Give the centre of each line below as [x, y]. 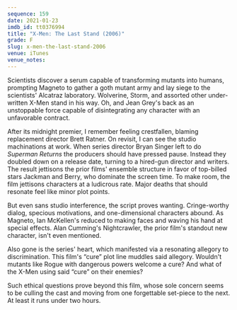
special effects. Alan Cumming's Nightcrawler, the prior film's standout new [117, 228]
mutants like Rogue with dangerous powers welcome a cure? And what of [115, 264]
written [18, 103]
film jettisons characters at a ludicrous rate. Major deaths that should [108, 184]
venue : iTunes [28, 54]
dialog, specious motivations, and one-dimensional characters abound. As [116, 212]
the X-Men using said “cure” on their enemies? [75, 271]
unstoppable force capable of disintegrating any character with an [104, 110]
